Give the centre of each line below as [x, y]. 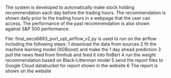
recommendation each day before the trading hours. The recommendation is [85, 13]
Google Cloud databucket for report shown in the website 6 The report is [81, 66]
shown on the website [28, 71]
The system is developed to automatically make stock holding [70, 7]
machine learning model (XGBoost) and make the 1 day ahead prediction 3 [83, 49]
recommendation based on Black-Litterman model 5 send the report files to [84, 60]
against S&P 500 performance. [38, 29]
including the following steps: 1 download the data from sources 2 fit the [81, 44]
